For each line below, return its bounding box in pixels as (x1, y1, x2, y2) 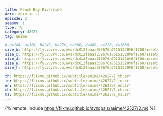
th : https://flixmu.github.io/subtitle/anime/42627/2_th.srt (5, 74, 131, 79)
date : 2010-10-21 (5, 12, 40, 16)
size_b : (5, 47, 21, 52)
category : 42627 (5, 29, 38, 34)
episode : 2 (5, 16, 27, 21)
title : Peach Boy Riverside (5, 7, 62, 12)
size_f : (5, 65, 21, 70)
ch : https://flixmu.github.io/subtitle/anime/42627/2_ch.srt (5, 87, 131, 92)
